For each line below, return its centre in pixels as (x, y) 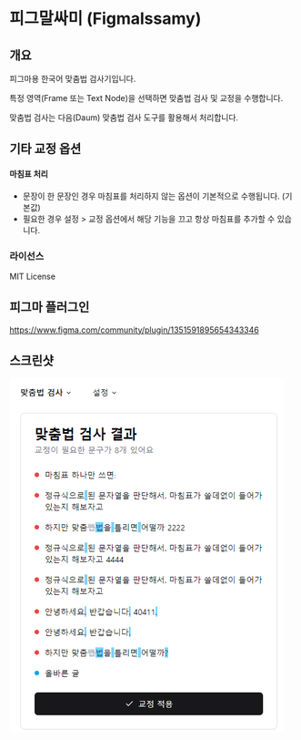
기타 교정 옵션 (45, 149)
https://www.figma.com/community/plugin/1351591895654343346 (134, 330)
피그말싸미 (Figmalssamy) (105, 19)
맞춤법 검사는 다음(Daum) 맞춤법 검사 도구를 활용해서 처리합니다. (124, 118)
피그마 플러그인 (50, 308)
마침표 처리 (29, 173)
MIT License (33, 276)
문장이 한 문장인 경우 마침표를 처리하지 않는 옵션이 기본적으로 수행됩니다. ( (154, 196)
